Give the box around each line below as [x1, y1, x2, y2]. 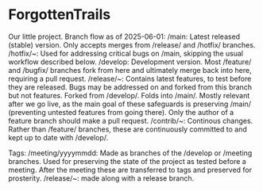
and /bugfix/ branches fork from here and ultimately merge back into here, [8, 65, 252, 74]
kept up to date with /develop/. [8, 132, 109, 142]
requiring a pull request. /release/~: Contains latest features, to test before [8, 74, 252, 83]
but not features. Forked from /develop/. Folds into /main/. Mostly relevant [8, 90, 250, 100]
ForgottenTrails [8, 6, 111, 24]
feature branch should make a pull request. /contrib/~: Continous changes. [8, 116, 253, 125]
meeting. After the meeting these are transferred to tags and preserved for [8, 165, 253, 174]
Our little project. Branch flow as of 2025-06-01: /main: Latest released [8, 32, 241, 41]
